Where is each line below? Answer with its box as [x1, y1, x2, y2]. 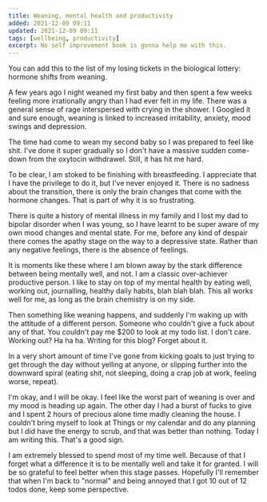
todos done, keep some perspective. [8, 484, 130, 494]
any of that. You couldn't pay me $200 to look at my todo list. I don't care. [8, 327, 251, 337]
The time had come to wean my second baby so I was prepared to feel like [8, 137, 254, 147]
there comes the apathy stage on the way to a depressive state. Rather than [8, 237, 258, 246]
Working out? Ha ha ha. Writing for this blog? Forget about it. [8, 336, 208, 346]
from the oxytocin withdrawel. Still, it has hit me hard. [28, 154, 204, 164]
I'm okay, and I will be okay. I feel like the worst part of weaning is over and [8, 392, 256, 402]
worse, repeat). [8, 377, 59, 387]
